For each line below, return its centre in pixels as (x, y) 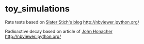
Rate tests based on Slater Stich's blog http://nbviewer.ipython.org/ (72, 22)
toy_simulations (37, 9)
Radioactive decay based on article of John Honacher (59, 31)
